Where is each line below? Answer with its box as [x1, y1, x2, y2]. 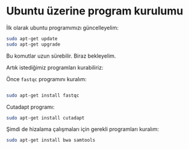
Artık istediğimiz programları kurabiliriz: [6, 64, 104, 71]
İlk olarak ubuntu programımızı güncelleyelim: [6, 24, 119, 31]
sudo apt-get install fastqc [6, 92, 79, 99]
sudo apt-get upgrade [6, 41, 61, 47]
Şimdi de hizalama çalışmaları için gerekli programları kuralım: [6, 126, 160, 133]
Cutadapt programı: [6, 103, 55, 111]
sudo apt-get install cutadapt [6, 115, 85, 121]
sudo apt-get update [6, 35, 58, 41]
